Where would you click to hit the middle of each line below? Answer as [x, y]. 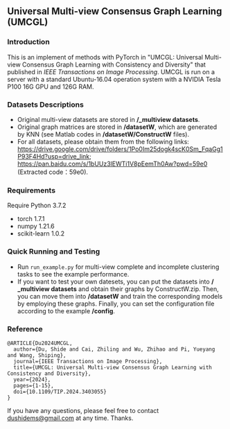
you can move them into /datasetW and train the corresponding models [120, 296]
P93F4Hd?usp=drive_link [53, 156]
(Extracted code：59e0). [53, 172]
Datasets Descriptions [46, 105]
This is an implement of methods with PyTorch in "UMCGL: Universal [105, 57]
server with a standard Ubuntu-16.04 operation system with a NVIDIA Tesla [114, 79]
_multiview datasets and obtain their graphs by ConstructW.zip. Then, [118, 289]
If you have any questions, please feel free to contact [83, 410]
